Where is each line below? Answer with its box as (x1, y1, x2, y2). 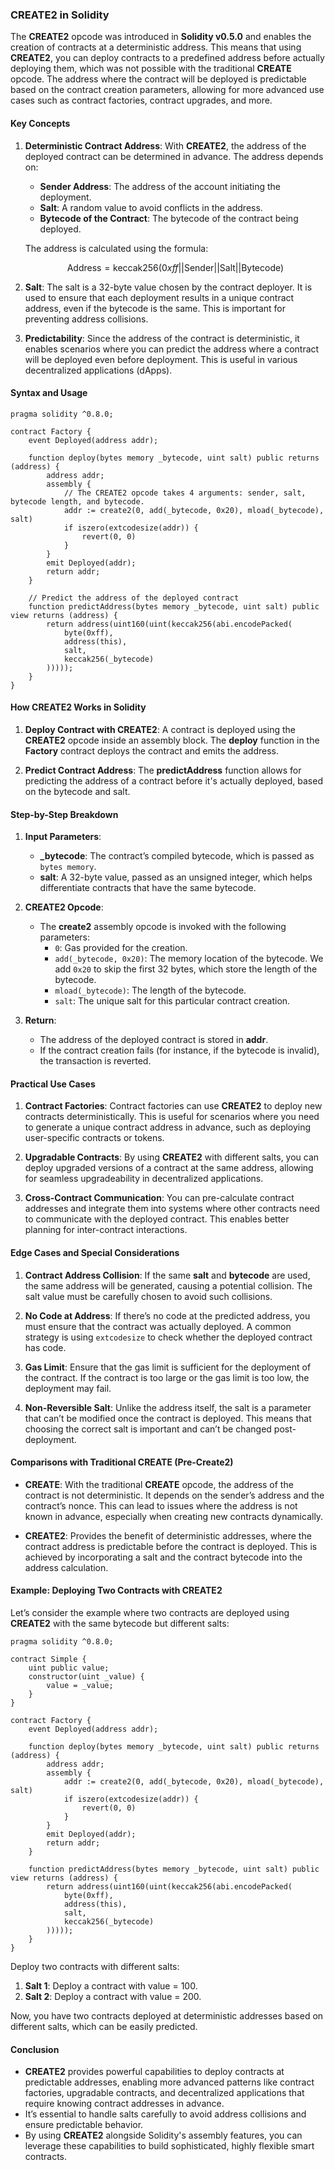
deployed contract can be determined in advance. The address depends (24, 150, 324, 162)
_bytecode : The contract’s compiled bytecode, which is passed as (39, 850, 315, 862)
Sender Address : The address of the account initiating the (39, 180, 281, 192)
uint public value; (28, 1663, 110, 1673)
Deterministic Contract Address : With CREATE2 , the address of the (24, 139, 307, 152)
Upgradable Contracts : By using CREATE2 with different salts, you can (24, 1151, 320, 1163)
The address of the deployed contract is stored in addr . (39, 1034, 269, 1046)
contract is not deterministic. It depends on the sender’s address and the (24, 1489, 325, 1501)
